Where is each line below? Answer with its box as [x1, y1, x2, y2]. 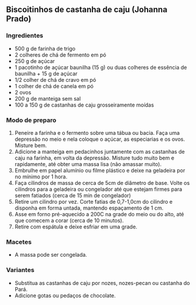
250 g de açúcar [14, 57, 55, 64]
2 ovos [14, 88, 31, 96]
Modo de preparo [6, 116, 57, 124]
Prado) [6, 14, 31, 24]
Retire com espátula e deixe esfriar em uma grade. [14, 223, 138, 230]
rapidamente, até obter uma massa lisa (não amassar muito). [14, 160, 162, 167]
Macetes [6, 238, 32, 246]
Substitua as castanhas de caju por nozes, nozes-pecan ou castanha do [14, 279, 190, 286]
